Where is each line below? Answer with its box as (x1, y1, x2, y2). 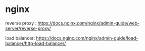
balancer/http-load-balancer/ (5, 40, 66, 46)
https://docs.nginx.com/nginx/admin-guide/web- (37, 20, 140, 26)
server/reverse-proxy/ (5, 25, 52, 31)
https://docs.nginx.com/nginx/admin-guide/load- (36, 35, 138, 41)
